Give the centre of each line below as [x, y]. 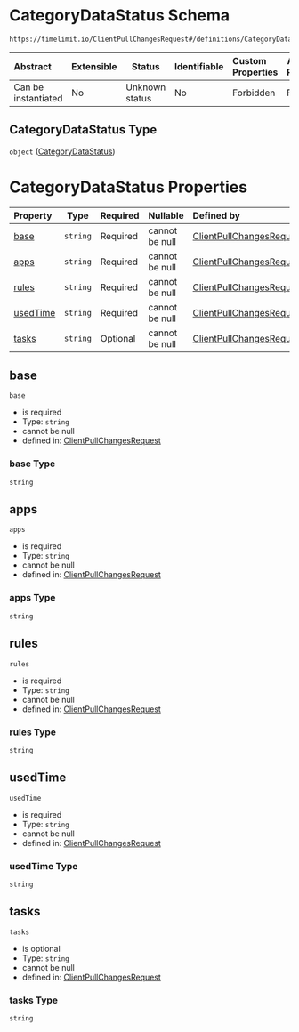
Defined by [216, 215]
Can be [29, 87]
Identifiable [199, 66]
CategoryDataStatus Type [83, 130]
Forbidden [254, 93]
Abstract [32, 66]
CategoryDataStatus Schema [120, 16]
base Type [32, 464]
